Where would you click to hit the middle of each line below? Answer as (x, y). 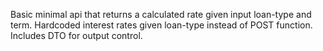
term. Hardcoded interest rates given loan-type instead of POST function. (161, 25)
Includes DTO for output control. (76, 35)
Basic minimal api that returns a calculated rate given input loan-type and (161, 14)
